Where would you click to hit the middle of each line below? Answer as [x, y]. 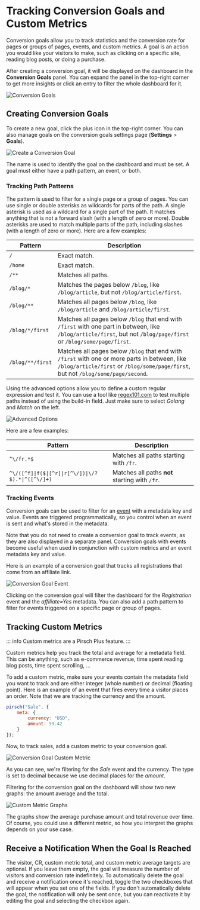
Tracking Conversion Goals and [86, 11]
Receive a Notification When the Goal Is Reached [99, 848]
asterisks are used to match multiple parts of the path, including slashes [94, 225]
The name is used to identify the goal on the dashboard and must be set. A [98, 164]
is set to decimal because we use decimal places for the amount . [86, 776]
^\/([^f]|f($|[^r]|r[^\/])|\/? [54, 474]
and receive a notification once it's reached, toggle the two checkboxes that [99, 882]
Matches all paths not [143, 473]
